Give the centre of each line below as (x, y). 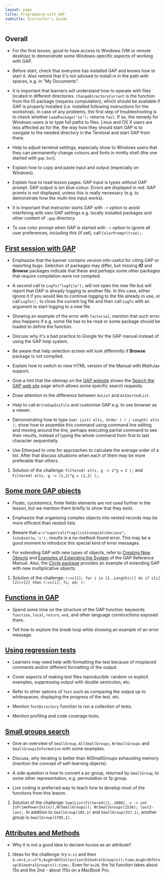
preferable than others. (35, 461)
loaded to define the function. (42, 327)
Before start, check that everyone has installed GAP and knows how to (84, 71)
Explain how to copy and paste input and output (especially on (75, 168)
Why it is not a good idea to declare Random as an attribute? (72, 845)
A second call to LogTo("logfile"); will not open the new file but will (82, 286)
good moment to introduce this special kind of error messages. (76, 543)
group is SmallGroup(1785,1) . (42, 817)
